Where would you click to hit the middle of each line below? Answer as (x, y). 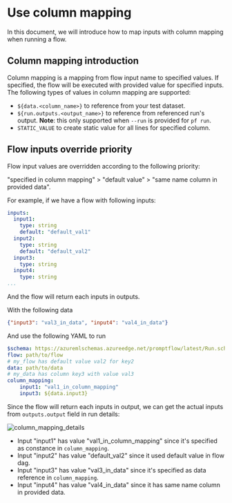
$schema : (20, 348)
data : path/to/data (35, 368)
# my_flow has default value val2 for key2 (71, 361)
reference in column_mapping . (58, 477)
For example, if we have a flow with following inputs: (82, 200)
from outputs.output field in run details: (64, 414)
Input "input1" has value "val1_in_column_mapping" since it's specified (117, 441)
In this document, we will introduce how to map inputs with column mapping (115, 32)
